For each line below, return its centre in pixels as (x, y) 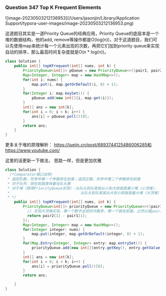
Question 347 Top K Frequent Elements (53, 7)
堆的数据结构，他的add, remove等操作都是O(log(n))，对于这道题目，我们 (79, 40)
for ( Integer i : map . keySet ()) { (56, 93)
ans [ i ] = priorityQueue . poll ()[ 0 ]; (68, 266)
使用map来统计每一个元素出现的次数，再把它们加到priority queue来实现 (86, 46)
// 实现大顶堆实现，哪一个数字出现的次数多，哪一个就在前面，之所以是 (89, 211)
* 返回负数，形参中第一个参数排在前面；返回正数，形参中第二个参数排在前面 (74, 179)
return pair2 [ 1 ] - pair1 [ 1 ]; (57, 216)
